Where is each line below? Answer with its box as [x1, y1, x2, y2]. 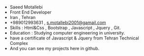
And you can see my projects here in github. [9, 46, 100, 51]
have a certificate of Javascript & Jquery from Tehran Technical [9, 35, 139, 41]
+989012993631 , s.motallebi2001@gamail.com [9, 19, 107, 25]
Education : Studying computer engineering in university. [9, 30, 125, 36]
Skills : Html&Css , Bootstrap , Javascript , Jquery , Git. [9, 25, 121, 31]
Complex [9, 40, 29, 46]
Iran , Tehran [9, 15, 36, 20]
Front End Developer [9, 9, 52, 15]
